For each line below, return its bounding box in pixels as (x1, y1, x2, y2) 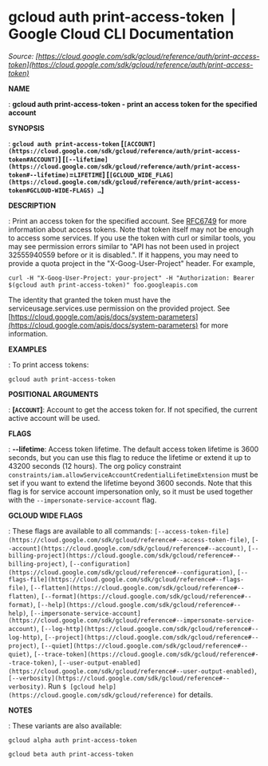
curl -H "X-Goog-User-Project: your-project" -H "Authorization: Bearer (8, 274, 255, 282)
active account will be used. (8, 413, 100, 423)
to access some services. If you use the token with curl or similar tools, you (8, 232, 256, 243)
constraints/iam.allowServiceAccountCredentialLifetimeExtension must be (8, 470, 258, 479)
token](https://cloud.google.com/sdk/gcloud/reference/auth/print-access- (8, 60, 254, 69)
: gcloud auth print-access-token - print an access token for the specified (8, 99, 258, 109)
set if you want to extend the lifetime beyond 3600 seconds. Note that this (8, 478, 253, 487)
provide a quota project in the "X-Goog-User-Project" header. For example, (8, 258, 255, 268)
